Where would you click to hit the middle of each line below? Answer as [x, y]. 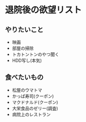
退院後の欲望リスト [43, 10]
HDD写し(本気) [27, 61]
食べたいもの [24, 77]
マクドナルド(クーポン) [35, 102]
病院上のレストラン [31, 114]
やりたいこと [24, 30]
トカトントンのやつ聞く [35, 54]
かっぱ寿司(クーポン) [33, 96]
